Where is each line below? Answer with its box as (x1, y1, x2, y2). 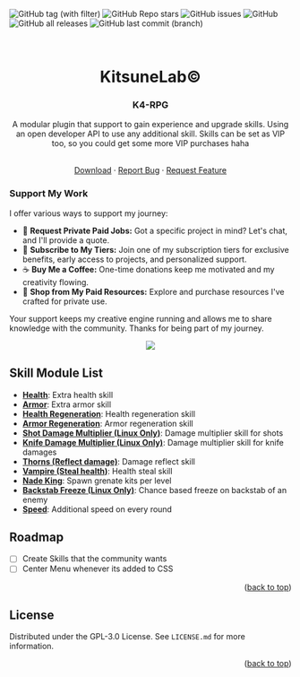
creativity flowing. (21, 276, 90, 287)
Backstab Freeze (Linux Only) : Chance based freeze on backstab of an (21, 484, 287, 495)
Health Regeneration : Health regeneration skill (21, 408, 195, 419)
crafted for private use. (21, 296, 107, 307)
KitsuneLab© (99, 67, 201, 87)
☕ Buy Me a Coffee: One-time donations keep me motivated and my (21, 264, 275, 274)
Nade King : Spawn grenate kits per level (21, 475, 172, 486)
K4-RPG (132, 99, 169, 111)
